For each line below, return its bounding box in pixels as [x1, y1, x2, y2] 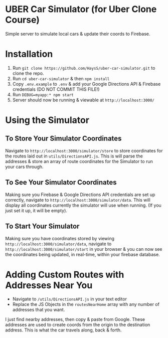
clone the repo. [12, 70, 44, 76]
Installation [5, 49, 53, 60]
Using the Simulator [5, 114, 89, 126]
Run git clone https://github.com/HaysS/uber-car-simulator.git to [12, 65, 155, 71]
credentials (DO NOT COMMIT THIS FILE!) [12, 86, 100, 92]
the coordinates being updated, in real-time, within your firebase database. [5, 251, 160, 257]
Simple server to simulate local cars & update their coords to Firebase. [5, 31, 150, 37]
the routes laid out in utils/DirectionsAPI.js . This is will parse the [5, 153, 143, 159]
